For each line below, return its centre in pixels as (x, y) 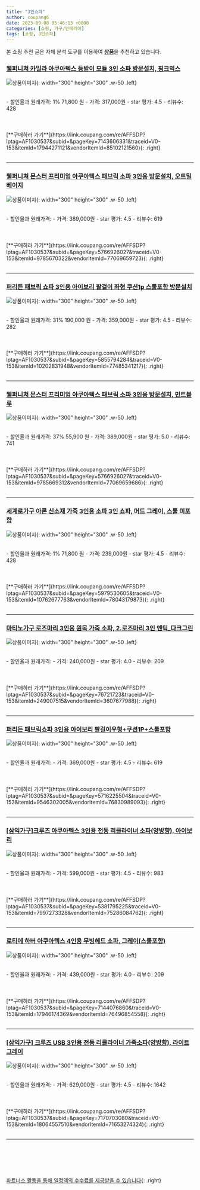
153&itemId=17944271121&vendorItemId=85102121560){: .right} (83, 148)
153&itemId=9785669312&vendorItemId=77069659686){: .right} (85, 483)
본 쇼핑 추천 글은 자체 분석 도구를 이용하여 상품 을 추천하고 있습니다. (84, 52)
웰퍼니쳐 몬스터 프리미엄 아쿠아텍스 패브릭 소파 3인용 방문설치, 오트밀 (99, 176)
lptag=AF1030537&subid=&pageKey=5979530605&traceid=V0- (84, 593)
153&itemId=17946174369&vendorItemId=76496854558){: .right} (86, 1014)
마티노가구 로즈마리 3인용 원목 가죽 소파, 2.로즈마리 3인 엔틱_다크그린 (100, 628)
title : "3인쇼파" (26, 12)
